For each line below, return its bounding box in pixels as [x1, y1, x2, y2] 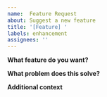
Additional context [7, 83, 63, 91]
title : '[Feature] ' [7, 23, 68, 30]
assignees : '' [7, 37, 49, 44]
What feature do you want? [7, 56, 89, 64]
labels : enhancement [7, 30, 68, 37]
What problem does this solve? [7, 70, 101, 78]
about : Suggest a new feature [7, 17, 96, 24]
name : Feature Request [7, 10, 77, 18]
